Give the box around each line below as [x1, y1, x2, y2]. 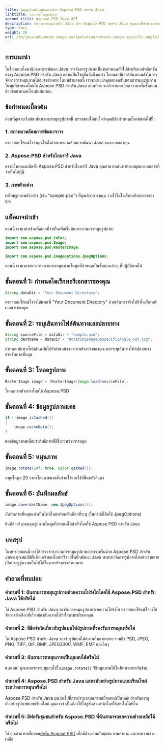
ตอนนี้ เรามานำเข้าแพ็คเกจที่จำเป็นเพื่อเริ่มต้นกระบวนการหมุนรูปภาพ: [5, 226, 114, 232]
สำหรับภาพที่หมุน [5, 351, 33, 357]
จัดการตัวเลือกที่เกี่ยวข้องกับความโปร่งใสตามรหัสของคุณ [5, 612, 93, 618]
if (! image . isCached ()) [5, 416, 54, 421]
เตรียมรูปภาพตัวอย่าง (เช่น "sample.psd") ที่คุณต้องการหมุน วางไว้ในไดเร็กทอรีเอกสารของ [5, 193, 155, 198]
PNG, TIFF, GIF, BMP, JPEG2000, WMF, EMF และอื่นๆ [5, 641, 110, 648]
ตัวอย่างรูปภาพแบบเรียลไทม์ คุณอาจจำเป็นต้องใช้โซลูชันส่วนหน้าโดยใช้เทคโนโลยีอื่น [5, 700, 138, 707]
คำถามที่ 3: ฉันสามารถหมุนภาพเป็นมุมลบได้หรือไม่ [5, 654, 99, 661]
